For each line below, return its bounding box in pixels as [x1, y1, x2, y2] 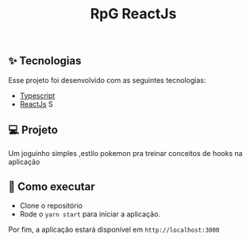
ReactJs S [19, 99, 53, 108]
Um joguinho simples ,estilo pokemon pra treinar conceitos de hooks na [8, 148, 244, 158]
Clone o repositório [19, 201, 83, 211]
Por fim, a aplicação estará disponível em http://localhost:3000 [8, 224, 220, 235]
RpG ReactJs [90, 5, 177, 23]
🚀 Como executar [8, 180, 95, 193]
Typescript [19, 91, 56, 100]
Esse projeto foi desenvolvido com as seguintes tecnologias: [8, 75, 206, 84]
